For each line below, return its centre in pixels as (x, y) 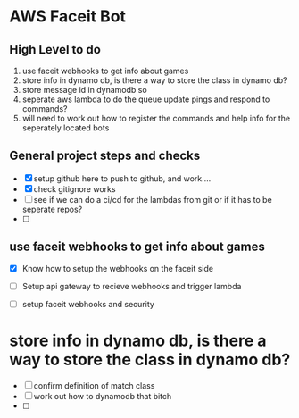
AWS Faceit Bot (68, 17)
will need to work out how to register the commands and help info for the (156, 118)
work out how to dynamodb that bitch (103, 396)
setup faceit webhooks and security (88, 304)
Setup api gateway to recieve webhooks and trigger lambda (132, 286)
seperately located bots (66, 128)
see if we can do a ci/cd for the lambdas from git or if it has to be (153, 199)
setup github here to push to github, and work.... (122, 178)
